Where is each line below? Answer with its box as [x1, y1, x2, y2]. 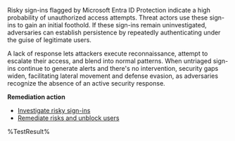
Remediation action [7, 93, 65, 101]
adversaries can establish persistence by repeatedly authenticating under [7, 28, 221, 36]
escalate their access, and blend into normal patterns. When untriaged [7, 57, 212, 65]
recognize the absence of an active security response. [7, 79, 165, 87]
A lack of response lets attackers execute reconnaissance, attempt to [7, 49, 208, 58]
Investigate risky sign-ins [17, 107, 91, 114]
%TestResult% [7, 128, 51, 135]
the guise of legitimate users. [7, 36, 91, 44]
